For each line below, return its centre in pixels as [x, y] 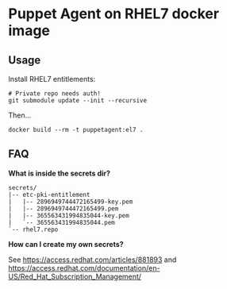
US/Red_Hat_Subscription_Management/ [75, 276]
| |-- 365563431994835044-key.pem [69, 215]
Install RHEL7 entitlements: [52, 79]
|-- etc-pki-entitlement [49, 195]
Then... [20, 115]
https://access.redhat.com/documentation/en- [84, 268]
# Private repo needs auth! [55, 94]
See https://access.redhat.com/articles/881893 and [92, 260]
